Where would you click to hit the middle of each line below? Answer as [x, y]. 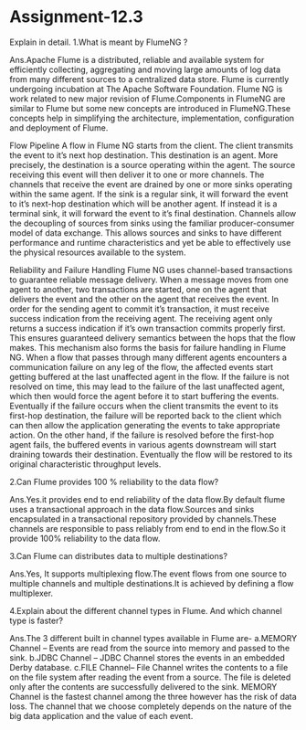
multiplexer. [31, 593]
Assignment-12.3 [76, 17]
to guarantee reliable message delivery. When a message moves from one [149, 280]
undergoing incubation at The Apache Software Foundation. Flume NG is [146, 89]
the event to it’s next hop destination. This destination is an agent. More [144, 155]
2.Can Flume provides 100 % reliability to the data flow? [114, 481]
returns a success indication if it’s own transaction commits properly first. [148, 328]
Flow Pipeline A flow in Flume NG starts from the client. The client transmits [152, 145]
